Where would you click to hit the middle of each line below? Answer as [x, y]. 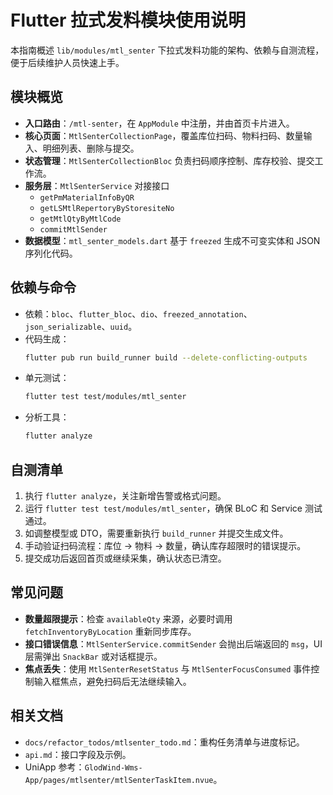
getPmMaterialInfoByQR [87, 197]
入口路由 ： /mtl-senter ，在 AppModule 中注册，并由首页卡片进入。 [159, 123]
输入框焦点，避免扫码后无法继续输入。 [112, 681]
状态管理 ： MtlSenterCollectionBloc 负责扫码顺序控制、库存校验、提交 [169, 160]
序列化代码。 [51, 253]
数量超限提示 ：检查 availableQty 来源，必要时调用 [128, 618]
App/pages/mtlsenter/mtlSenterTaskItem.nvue [119, 780]
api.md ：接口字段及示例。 [78, 754]
